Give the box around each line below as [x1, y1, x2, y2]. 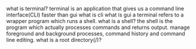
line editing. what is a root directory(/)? [6, 37, 102, 43]
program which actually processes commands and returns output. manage [6, 24, 190, 31]
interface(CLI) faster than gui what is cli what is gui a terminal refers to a [6, 11, 184, 18]
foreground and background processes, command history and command [6, 30, 185, 37]
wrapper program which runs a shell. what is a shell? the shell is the [6, 18, 173, 24]
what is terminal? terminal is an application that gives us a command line [6, 5, 185, 12]
